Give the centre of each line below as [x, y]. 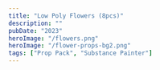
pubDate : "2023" [35, 31]
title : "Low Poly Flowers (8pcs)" [66, 16]
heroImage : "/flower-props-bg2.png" [70, 46]
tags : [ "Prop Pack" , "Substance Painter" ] [80, 53]
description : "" [35, 23]
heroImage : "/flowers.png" [53, 38]
